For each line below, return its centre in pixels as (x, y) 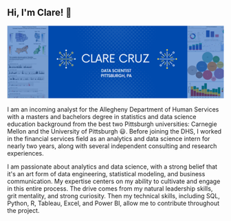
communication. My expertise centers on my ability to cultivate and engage (114, 181)
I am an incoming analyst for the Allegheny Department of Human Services (113, 109)
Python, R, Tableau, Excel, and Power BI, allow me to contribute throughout (113, 203)
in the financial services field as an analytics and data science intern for (109, 139)
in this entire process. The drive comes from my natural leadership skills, (110, 189)
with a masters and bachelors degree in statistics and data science (102, 117)
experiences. (26, 154)
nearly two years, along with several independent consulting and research (112, 146)
